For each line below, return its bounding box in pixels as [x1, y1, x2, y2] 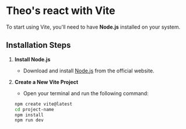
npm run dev [14, 117, 44, 123]
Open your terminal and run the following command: [23, 89, 149, 97]
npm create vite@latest [14, 101, 73, 107]
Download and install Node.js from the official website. [23, 67, 155, 74]
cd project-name [14, 106, 54, 112]
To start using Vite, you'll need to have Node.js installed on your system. [6, 23, 181, 30]
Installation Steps [6, 40, 71, 50]
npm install [14, 112, 44, 118]
